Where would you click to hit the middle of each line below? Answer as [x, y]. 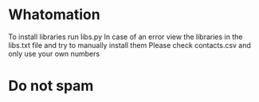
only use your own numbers [54, 53]
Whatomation [55, 15]
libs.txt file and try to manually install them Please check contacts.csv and [129, 45]
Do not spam [51, 86]
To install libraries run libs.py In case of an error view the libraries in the [126, 37]
